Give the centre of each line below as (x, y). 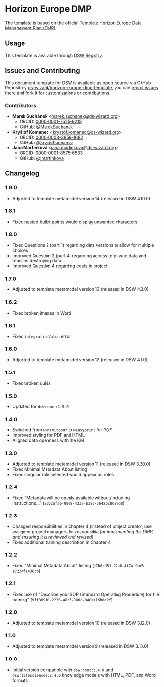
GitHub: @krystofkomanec (46, 142)
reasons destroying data (37, 261)
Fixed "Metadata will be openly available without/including (71, 498)
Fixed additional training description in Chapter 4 (61, 542)
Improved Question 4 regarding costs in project (60, 266)
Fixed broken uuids (32, 383)
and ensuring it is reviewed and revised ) (53, 537)
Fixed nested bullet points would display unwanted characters (75, 222)
